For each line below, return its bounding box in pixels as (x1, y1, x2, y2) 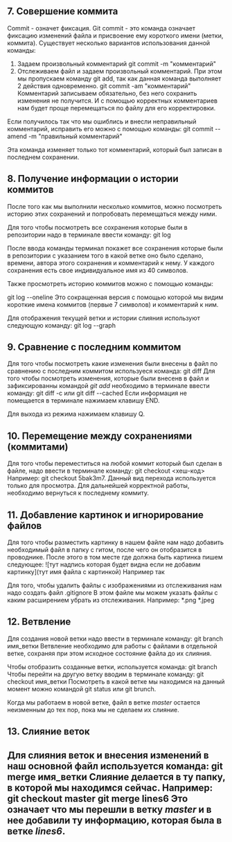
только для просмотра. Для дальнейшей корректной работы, (7, 482, 190, 490)
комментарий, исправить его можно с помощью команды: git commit (7, 124, 213, 133)
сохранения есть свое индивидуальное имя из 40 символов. (7, 266, 188, 274)
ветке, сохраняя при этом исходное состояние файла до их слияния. (7, 649, 212, 657)
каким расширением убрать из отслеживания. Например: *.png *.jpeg (7, 596, 215, 605)
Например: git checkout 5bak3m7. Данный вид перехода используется (7, 474, 216, 482)
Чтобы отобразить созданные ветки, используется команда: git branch (7, 662, 218, 671)
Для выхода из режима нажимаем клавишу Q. (7, 410, 145, 419)
